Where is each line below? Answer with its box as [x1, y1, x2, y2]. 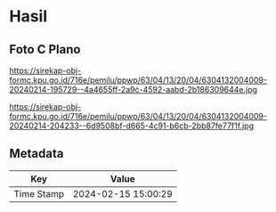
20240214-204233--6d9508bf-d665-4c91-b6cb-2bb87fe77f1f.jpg [9, 120, 254, 131]
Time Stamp [13, 187, 65, 200]
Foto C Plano [9, 42, 81, 57]
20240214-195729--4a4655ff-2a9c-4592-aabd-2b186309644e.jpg [9, 85, 258, 94]
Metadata [9, 146, 64, 161]
